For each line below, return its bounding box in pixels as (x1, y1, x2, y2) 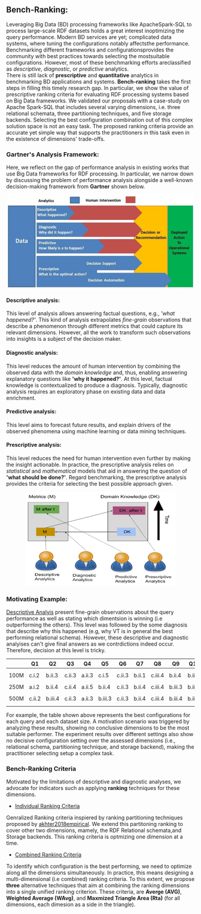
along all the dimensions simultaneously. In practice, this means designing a (6, 869, 193, 876)
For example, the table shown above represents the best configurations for (6, 711, 191, 718)
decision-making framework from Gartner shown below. (6, 183, 145, 190)
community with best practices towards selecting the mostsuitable (6, 52, 170, 59)
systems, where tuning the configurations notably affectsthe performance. (6, 40, 190, 47)
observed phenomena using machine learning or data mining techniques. (6, 428, 187, 435)
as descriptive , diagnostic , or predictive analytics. (6, 65, 129, 72)
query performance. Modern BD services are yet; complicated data (6, 33, 172, 41)
